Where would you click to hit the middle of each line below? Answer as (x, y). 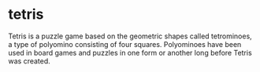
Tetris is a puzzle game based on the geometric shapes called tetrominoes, (130, 36)
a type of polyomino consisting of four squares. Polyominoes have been (125, 44)
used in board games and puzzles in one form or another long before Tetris (130, 52)
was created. (30, 61)
